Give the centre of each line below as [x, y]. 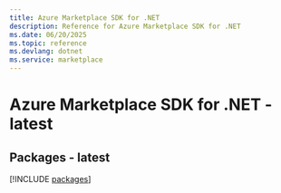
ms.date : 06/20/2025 [48, 34]
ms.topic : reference [48, 43]
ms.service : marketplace [56, 60]
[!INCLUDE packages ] [50, 179]
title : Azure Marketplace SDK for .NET [85, 18]
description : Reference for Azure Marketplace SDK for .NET [126, 26]
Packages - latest [60, 157]
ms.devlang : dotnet [46, 52]
